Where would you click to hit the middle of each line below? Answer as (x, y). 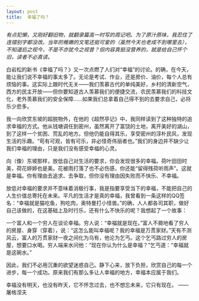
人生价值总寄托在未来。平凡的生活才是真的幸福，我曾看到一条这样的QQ (93, 195)
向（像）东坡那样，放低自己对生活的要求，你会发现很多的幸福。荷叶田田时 (97, 161)
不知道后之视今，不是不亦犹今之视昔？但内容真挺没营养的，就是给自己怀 (94, 49)
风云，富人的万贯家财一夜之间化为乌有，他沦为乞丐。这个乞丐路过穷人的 (94, 237)
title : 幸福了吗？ (28, 17)
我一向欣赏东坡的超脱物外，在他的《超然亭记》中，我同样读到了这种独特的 (97, 119)
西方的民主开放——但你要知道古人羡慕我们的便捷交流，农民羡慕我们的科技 (97, 91)
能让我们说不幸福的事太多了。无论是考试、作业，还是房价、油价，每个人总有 (99, 77)
